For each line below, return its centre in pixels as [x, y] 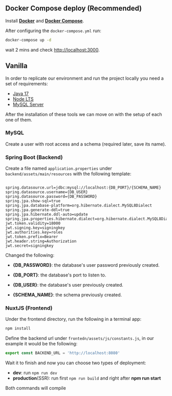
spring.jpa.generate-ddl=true [38, 210]
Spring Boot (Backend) [34, 157]
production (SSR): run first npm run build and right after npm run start [87, 378]
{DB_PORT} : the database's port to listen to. [59, 275]
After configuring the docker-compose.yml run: [53, 31]
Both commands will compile [36, 388]
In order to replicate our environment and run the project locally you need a [84, 78]
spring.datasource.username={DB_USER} [47, 192]
